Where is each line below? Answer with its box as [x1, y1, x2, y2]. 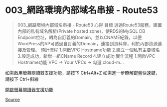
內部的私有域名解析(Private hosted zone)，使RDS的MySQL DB [17, 28, 146, 34]
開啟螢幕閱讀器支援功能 [5, 87, 53, 93]
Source [5, 97, 20, 103]
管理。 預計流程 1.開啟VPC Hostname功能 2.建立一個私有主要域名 [26, 47, 160, 53]
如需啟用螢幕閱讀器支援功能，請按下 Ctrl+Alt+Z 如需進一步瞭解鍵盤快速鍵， [5, 70, 160, 76]
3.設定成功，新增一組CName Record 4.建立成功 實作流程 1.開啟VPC [17, 53, 156, 59]
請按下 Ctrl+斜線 [5, 76, 39, 82]
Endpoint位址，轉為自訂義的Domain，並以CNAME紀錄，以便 [17, 34, 142, 40]
